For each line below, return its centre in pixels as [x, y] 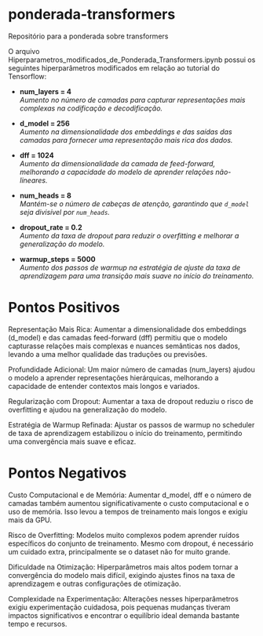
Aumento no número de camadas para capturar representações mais [132, 100]
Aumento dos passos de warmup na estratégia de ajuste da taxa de [130, 267]
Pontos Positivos [64, 308]
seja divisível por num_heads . [64, 212]
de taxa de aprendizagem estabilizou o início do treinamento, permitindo [125, 433]
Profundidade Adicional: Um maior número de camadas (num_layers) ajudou [131, 369]
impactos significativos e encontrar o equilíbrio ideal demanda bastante [124, 615]
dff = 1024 [37, 155]
